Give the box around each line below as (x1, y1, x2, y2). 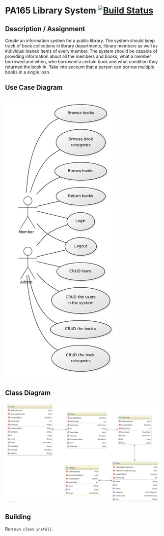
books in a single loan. (5, 69, 51, 75)
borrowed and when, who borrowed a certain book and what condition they (5, 59, 158, 64)
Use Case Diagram (5, 83, 63, 92)
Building (5, 513, 31, 521)
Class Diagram (5, 389, 51, 397)
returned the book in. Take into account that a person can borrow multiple (5, 64, 155, 70)
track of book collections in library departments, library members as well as (5, 43, 158, 49)
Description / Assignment (5, 25, 85, 33)
